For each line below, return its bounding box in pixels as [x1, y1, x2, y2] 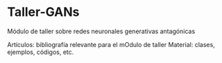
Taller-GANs [7, 4, 80, 20]
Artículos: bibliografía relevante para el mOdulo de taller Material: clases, [7, 40, 215, 48]
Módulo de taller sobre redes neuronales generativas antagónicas [7, 27, 196, 35]
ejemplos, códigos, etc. [7, 48, 74, 56]
